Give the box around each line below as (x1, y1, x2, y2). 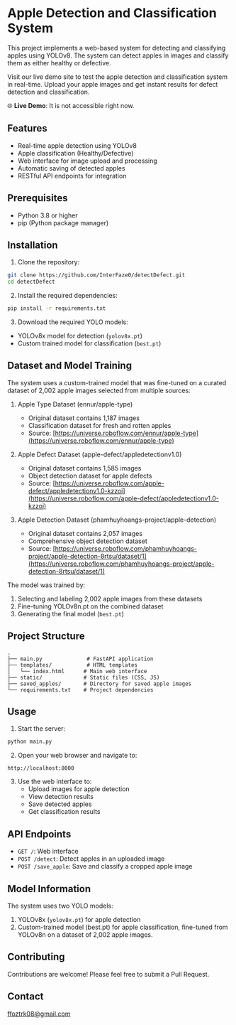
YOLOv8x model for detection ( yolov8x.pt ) (17, 332, 143, 340)
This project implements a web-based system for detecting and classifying (7, 43, 226, 52)
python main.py (7, 738, 52, 746)
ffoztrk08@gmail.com (7, 1009, 71, 1018)
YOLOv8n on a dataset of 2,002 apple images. (17, 930, 153, 939)
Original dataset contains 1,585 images (28, 463, 142, 472)
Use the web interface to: (17, 777, 92, 786)
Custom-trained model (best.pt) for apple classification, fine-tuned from (17, 923, 228, 931)
